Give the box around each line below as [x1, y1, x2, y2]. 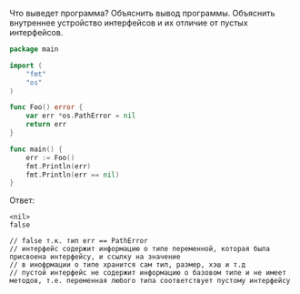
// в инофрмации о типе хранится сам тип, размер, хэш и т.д [9, 260, 246, 269]
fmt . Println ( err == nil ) [25, 170, 120, 179]
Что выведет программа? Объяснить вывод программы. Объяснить [9, 8, 275, 18]
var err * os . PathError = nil [25, 111, 136, 121]
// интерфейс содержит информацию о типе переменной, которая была [9, 245, 271, 254]
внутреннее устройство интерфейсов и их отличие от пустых [9, 17, 248, 28]
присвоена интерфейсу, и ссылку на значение [9, 252, 181, 262]
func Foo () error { [9, 103, 84, 112]
